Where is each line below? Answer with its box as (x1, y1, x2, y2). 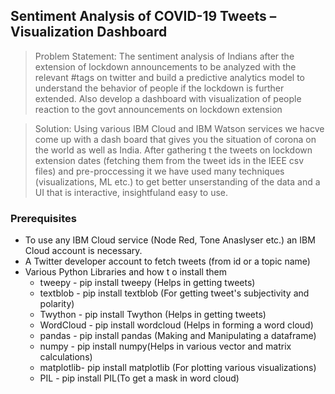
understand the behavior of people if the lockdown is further (34, 82, 285, 94)
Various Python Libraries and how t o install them (24, 266, 228, 278)
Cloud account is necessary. (24, 245, 143, 257)
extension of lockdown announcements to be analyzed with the (34, 60, 297, 73)
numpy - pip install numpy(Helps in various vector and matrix (39, 340, 292, 353)
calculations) (39, 351, 93, 363)
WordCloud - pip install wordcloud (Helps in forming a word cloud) (39, 319, 314, 331)
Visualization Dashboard (10, 24, 168, 41)
